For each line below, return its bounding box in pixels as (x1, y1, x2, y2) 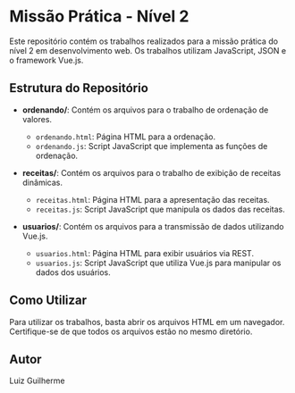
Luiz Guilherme (9, 375, 65, 386)
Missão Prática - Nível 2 (9, 6, 190, 27)
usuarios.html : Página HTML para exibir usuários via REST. (35, 247, 255, 258)
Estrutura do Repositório (9, 80, 149, 96)
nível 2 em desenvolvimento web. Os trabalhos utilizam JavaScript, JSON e (9, 45, 287, 55)
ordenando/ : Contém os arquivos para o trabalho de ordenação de (21, 105, 269, 115)
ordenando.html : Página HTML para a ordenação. (35, 131, 216, 142)
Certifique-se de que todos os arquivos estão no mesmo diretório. (9, 326, 253, 337)
